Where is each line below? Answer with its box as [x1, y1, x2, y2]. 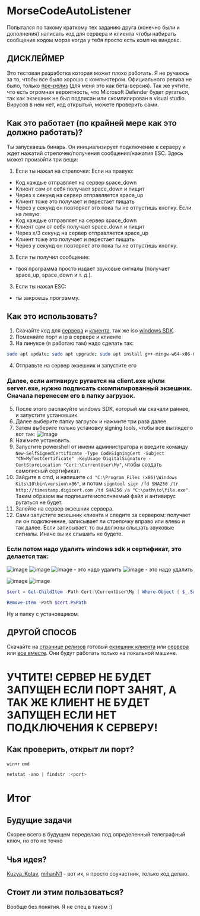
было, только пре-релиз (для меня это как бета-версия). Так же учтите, [7, 82, 191, 89]
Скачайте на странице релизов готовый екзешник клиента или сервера [7, 643, 189, 651]
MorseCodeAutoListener [7, 4, 132, 18]
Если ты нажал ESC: [15, 283, 67, 290]
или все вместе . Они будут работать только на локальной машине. [7, 649, 177, 657]
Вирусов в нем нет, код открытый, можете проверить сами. [7, 101, 159, 108]
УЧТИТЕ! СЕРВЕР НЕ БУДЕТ [7, 670, 152, 684]
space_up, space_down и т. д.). [15, 271, 93, 278]
